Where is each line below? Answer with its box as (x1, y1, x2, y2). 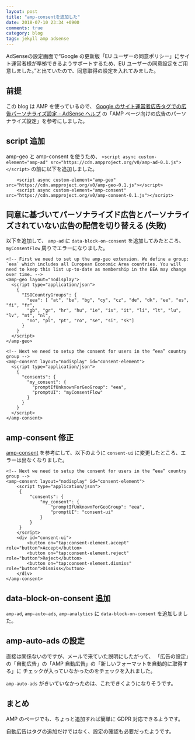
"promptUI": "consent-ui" (50, 509, 114, 516)
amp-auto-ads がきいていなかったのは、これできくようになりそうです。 (6, 680, 176, 687)
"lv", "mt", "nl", (6, 313, 51, 319)
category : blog (6, 30, 43, 36)
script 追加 (6, 136, 46, 146)
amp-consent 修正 (6, 432, 74, 442)
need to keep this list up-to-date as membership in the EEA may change (6, 267, 187, 272)
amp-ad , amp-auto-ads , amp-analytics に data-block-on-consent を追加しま (6, 610, 183, 617)
